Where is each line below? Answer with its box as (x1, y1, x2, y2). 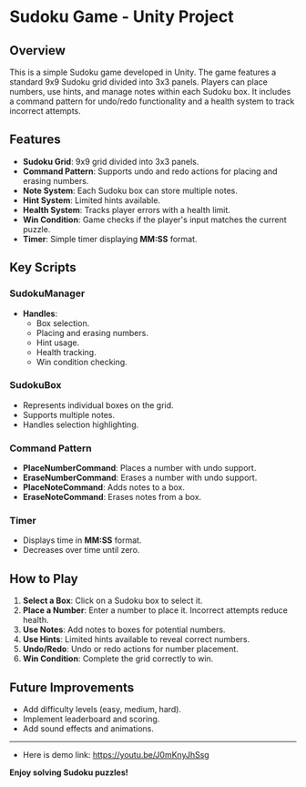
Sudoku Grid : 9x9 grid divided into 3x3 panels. (22, 156, 199, 167)
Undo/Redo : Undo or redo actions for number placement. (22, 644, 239, 655)
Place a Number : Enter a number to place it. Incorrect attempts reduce (22, 605, 289, 616)
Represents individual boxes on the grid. (22, 399, 175, 411)
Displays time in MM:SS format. (22, 535, 142, 546)
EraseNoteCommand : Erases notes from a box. (22, 492, 202, 503)
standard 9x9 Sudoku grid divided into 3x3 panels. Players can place (9, 77, 269, 87)
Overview (9, 43, 66, 58)
